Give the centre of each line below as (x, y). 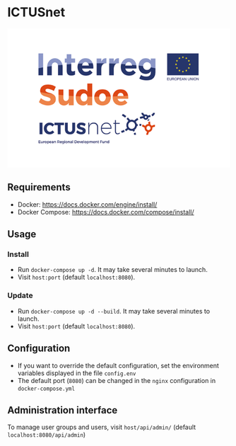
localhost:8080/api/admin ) (47, 435)
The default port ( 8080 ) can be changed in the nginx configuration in (117, 380)
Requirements (39, 187)
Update (20, 296)
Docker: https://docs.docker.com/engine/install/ (87, 204)
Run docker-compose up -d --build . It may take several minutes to (114, 311)
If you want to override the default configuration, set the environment (118, 365)
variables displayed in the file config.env (77, 373)
